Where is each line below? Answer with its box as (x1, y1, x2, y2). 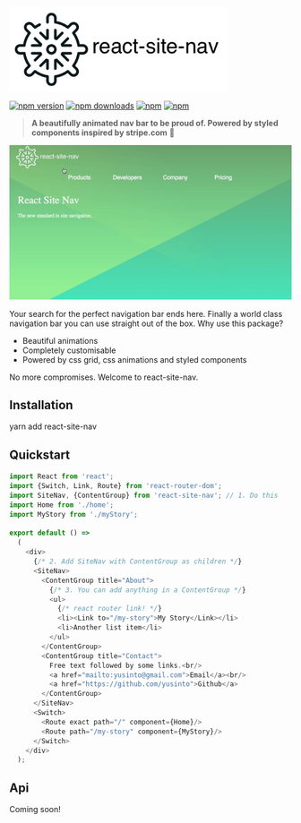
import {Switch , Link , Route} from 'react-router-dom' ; (9, 482, 222, 491)
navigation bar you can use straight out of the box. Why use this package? (9, 318, 284, 329)
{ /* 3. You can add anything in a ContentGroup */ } (48, 585, 246, 595)
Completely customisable (21, 345, 116, 356)
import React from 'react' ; (9, 472, 115, 481)
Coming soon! (9, 804, 61, 815)
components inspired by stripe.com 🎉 (30, 127, 175, 138)
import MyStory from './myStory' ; (9, 510, 139, 519)
